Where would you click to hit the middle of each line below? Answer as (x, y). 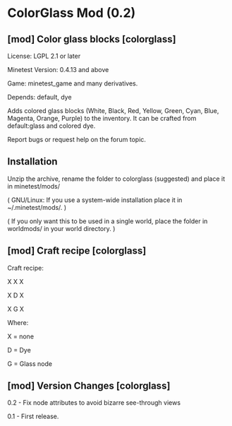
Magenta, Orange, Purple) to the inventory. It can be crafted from (102, 118)
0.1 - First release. (33, 416)
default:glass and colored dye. (51, 126)
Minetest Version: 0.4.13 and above (58, 70)
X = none (20, 336)
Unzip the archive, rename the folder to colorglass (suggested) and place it (116, 179)
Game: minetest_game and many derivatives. (73, 83)
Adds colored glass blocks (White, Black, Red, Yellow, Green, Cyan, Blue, (113, 111)
